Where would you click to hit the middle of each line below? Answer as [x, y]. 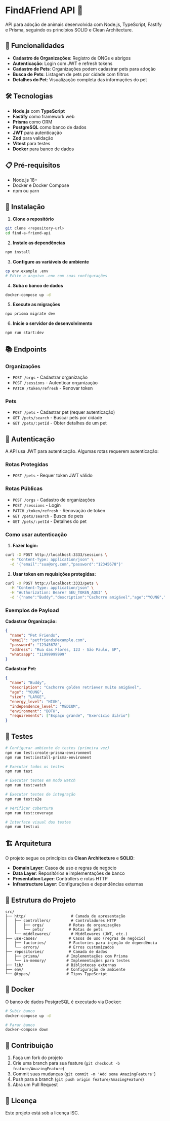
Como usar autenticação [36, 534]
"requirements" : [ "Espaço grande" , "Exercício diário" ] [70, 716]
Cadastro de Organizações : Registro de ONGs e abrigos [72, 58]
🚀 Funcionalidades [35, 46]
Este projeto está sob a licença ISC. [42, 1113]
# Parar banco [20, 1025]
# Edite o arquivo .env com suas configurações [56, 276]
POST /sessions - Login [36, 505]
